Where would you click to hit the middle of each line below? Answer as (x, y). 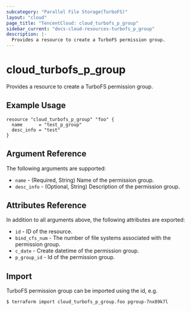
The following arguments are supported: (56, 168)
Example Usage (36, 105)
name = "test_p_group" (47, 124)
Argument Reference (46, 154)
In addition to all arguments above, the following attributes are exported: (96, 220)
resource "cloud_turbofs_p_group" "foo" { (60, 119)
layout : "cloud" (27, 18)
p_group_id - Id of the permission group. (65, 257)
